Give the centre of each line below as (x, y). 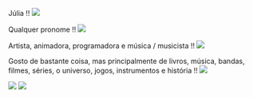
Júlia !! (19, 13)
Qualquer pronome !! (42, 29)
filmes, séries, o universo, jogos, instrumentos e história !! (103, 70)
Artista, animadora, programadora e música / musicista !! (102, 46)
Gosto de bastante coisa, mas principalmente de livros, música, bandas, (126, 61)
